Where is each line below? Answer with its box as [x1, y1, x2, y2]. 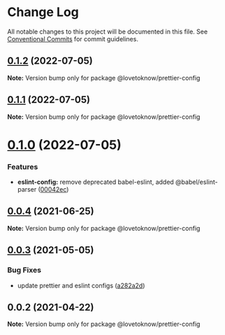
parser [17, 185, 37, 194]
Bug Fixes [7, 265, 42, 275]
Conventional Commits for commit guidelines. [7, 34, 138, 43]
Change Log [7, 4, 79, 20]
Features [7, 162, 38, 171]
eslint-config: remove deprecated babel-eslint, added [17, 178, 175, 186]
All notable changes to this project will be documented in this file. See [7, 27, 208, 36]
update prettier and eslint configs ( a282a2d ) [17, 281, 145, 290]
